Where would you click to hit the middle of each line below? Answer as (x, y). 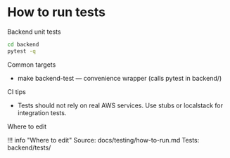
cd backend (23, 44)
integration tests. (42, 112)
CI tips (17, 91)
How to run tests (56, 12)
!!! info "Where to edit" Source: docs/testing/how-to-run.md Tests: (103, 140)
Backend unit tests (34, 32)
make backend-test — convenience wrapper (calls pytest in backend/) (120, 78)
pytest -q (22, 51)
